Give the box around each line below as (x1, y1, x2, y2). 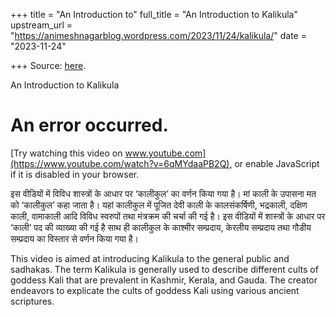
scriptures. (10, 295, 55, 307)
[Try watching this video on (10, 147, 123, 159)
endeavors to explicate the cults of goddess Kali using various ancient (10, 284, 300, 296)
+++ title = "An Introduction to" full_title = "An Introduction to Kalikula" (10, 9, 298, 20)
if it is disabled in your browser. (10, 168, 140, 180)
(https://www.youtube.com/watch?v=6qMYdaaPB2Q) (10, 157, 230, 169)
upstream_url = (10, 19, 73, 31)
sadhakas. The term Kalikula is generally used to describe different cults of (10, 263, 319, 275)
